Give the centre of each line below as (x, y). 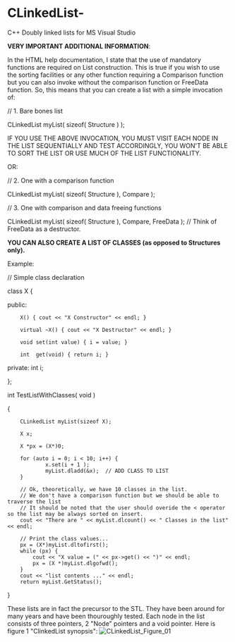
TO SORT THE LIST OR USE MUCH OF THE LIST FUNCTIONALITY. (104, 153)
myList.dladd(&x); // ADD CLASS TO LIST (107, 471)
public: (17, 304)
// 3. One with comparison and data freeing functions (85, 208)
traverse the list (34, 502)
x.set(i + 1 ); (67, 464)
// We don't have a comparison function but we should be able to (120, 495)
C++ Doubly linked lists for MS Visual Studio (72, 32)
